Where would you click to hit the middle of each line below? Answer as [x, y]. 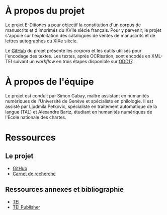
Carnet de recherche [34, 174]
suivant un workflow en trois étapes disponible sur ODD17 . [73, 61]
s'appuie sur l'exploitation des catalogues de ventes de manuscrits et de [80, 35]
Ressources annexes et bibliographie [65, 190]
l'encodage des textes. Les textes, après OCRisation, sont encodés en [78, 56]
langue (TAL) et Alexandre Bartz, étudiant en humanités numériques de [79, 112]
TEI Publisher [26, 207]
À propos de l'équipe [50, 82]
